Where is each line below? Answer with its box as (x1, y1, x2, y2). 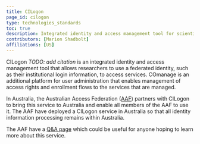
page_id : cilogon (6, 14, 49, 20)
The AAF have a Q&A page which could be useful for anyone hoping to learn (6, 126, 193, 133)
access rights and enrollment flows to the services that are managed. (6, 83, 176, 90)
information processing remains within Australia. (6, 114, 125, 121)
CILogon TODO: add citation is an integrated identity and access (6, 58, 165, 65)
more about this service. (6, 132, 66, 139)
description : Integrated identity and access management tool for (6, 31, 174, 37)
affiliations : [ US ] (6, 42, 55, 48)
